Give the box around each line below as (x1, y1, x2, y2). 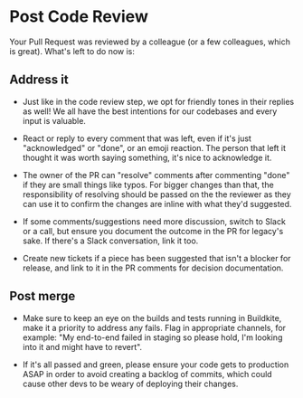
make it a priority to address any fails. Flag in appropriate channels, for (22, 322, 287, 333)
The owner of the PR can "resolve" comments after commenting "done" (22, 169, 290, 180)
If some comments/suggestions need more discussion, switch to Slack (22, 215, 287, 227)
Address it (9, 72, 70, 88)
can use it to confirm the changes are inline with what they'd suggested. (22, 198, 292, 209)
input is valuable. (22, 115, 86, 126)
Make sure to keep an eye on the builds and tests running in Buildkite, (22, 312, 282, 323)
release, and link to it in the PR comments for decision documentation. (22, 262, 284, 273)
